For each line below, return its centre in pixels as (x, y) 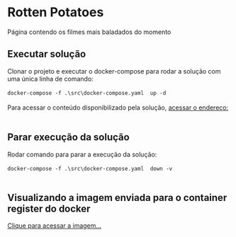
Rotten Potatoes (56, 12)
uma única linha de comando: (50, 79)
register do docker (49, 208)
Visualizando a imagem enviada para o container (117, 198)
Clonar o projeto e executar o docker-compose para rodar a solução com (114, 71)
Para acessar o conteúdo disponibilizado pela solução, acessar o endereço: (118, 108)
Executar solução (47, 54)
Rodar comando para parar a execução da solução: (82, 154)
